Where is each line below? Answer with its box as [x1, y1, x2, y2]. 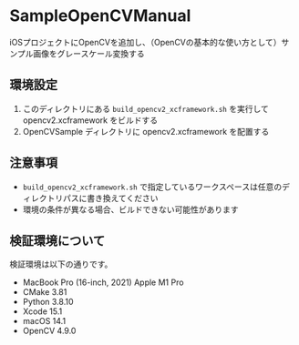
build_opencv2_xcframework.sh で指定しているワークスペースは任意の [22, 181, 283, 192]
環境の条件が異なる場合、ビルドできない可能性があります [22, 204, 239, 215]
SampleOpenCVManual [9, 5, 191, 26]
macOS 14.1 [22, 316, 67, 327]
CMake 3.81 [22, 287, 67, 298]
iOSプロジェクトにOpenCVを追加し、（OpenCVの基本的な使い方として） [9, 36, 282, 47]
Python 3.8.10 [22, 297, 75, 308]
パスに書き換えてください [62, 192, 159, 203]
